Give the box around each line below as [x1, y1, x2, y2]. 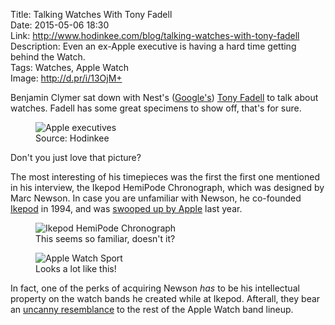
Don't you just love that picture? [10, 152, 142, 163]
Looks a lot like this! [35, 263, 117, 274]
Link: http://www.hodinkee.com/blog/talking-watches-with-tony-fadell [10, 30, 300, 41]
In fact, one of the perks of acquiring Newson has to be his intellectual [10, 282, 300, 294]
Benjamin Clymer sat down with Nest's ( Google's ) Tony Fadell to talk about [10, 92, 319, 103]
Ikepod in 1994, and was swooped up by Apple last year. [10, 203, 243, 214]
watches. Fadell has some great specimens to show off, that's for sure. [10, 102, 302, 114]
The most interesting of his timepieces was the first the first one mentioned [10, 171, 321, 183]
